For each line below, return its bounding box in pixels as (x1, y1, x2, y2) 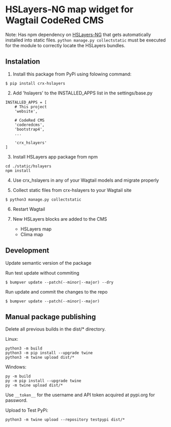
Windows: (5, 364, 27, 370)
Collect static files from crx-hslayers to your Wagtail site (12, 187, 132, 193)
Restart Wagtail (12, 206, 45, 212)
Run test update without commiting (5, 269, 80, 276)
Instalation (5, 57, 40, 66)
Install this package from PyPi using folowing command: (12, 71, 132, 77)
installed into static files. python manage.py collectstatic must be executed (5, 37, 166, 43)
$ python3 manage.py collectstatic (5, 197, 82, 202)
